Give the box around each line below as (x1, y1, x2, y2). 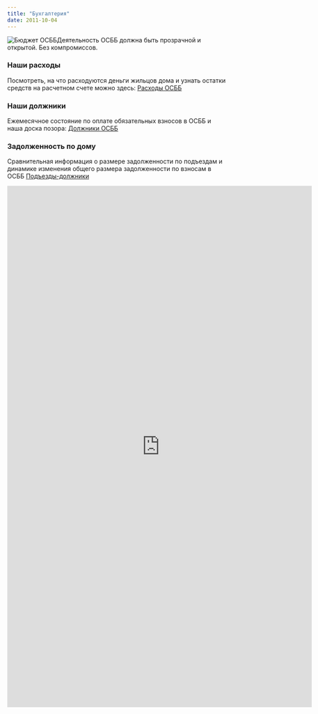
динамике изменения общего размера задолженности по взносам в (7, 165, 212, 173)
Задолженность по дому (7, 142, 96, 152)
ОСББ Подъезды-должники (7, 172, 89, 181)
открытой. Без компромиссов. (7, 43, 98, 51)
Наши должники (7, 101, 66, 111)
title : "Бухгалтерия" (7, 10, 70, 17)
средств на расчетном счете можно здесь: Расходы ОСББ (7, 83, 182, 92)
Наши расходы (7, 60, 61, 70)
